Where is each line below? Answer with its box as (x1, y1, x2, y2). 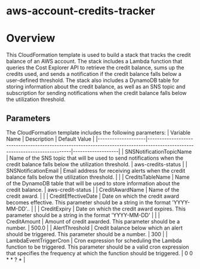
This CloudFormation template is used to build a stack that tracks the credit (6, 51, 191, 59)
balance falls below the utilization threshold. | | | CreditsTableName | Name (6, 173, 190, 181)
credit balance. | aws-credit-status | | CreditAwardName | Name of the (6, 186, 180, 193)
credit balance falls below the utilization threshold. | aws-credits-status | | (6, 160, 188, 168)
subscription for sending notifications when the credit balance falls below (6, 90, 187, 97)
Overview (6, 32, 56, 45)
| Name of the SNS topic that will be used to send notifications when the (6, 154, 184, 161)
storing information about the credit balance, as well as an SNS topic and (6, 83, 186, 90)
